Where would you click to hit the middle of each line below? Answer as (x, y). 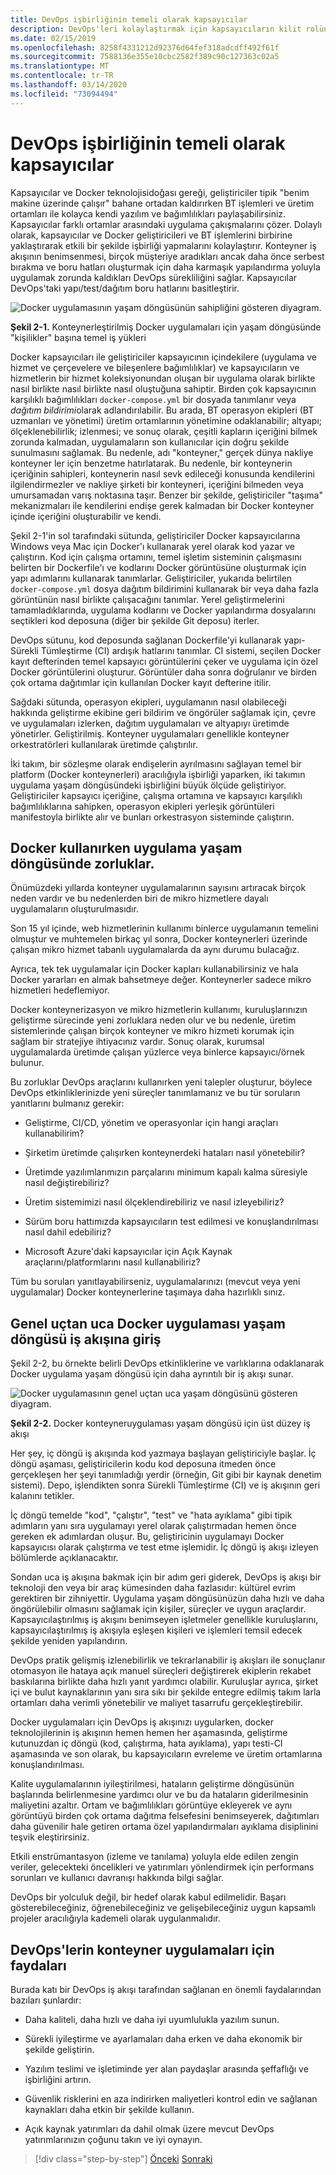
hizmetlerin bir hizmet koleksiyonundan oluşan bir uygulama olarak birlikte (163, 378)
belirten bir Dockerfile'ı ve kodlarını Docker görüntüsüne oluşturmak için (158, 567)
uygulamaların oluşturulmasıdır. (74, 909)
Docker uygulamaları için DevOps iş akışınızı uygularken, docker (142, 1722)
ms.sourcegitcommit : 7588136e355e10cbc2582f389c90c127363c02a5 (145, 57)
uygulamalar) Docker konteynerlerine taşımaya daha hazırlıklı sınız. (148, 1292)
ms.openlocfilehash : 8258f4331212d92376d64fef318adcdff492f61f (145, 47)
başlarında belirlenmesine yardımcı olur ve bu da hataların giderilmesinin (159, 1795)
